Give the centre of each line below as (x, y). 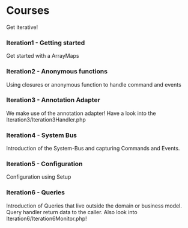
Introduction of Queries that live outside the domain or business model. (94, 206)
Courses (28, 11)
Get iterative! (22, 27)
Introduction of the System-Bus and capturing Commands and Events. (93, 149)
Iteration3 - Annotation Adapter (53, 100)
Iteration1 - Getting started (46, 43)
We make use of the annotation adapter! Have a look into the (81, 113)
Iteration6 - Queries (35, 193)
